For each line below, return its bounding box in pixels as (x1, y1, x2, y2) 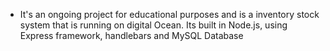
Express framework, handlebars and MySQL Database (19, 30, 244, 41)
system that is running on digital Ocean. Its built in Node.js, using (19, 19, 288, 31)
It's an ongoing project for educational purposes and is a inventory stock (19, 9, 320, 20)
